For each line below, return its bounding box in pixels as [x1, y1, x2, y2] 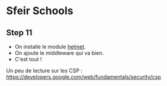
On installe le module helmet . [14, 43, 86, 50]
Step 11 [6, 28, 33, 38]
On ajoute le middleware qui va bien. [14, 49, 104, 57]
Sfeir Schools [6, 4, 74, 18]
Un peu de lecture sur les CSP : [6, 67, 83, 74]
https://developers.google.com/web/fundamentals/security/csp [6, 74, 161, 80]
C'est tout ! [14, 56, 42, 62]
